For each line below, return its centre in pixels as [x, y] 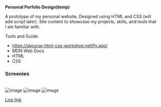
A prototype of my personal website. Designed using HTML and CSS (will [78, 16]
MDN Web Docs [28, 51]
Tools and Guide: [22, 36]
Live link [13, 100]
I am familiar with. [23, 27]
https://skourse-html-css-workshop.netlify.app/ [60, 45]
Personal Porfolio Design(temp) [38, 7]
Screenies [17, 73]
